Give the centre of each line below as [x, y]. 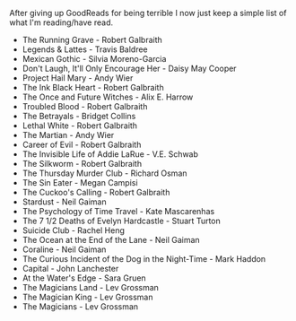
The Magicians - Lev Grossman [80, 307]
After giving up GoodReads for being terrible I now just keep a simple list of [148, 13]
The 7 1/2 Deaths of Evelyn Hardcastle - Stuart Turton [122, 221]
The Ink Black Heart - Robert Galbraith [93, 87]
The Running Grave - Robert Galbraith [92, 40]
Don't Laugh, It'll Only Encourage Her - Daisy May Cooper [129, 68]
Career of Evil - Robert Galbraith [82, 144]
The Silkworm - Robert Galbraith [82, 164]
